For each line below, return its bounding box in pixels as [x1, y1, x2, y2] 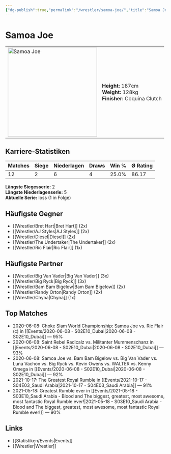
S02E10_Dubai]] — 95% [12, 333, 63, 339]
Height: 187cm [102, 82, 139, 89]
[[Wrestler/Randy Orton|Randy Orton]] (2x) [12, 289, 103, 295]
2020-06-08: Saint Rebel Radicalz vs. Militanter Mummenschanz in [12, 339, 154, 345]
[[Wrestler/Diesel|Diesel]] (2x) [12, 234, 76, 240]
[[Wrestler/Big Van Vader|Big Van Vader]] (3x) [12, 273, 109, 279]
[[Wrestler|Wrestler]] [12, 443, 56, 449]
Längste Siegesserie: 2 [5, 184, 55, 190]
